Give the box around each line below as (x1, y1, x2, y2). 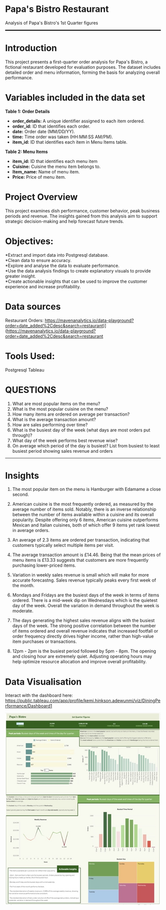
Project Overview (5, 192, 78, 203)
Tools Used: (5, 350, 55, 362)
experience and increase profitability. (5, 283, 81, 289)
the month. (12, 583, 35, 589)
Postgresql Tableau (5, 367, 44, 373)
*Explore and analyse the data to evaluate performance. (5, 263, 120, 268)
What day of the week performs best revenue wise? (12, 437, 118, 443)
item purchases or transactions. (12, 639, 77, 644)
